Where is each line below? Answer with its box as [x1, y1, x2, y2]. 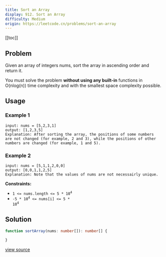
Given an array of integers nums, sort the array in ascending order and [5, 63, 150, 69]
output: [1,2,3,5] [5, 127, 43, 132]
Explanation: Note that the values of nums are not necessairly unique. [5, 172, 159, 177]
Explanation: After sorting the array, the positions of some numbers [5, 132, 154, 137]
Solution [5, 215, 32, 224]
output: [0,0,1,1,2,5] [5, 168, 52, 173]
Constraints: [5, 181, 32, 187]
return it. [5, 68, 23, 74]
